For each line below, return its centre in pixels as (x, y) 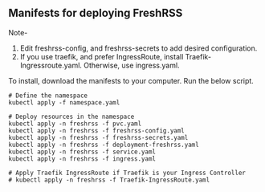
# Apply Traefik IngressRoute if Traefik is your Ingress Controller (127, 173)
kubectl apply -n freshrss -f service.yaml (82, 152)
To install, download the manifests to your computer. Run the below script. (131, 80)
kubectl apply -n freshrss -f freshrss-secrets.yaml (98, 137)
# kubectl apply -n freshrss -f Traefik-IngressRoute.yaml (109, 180)
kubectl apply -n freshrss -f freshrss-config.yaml (96, 131)
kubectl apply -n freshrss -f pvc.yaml (75, 124)
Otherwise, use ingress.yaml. (132, 65)
